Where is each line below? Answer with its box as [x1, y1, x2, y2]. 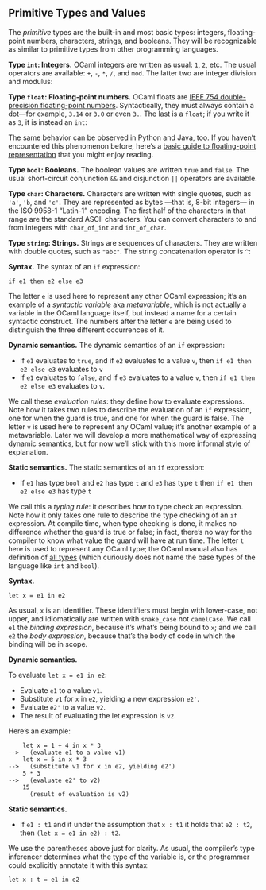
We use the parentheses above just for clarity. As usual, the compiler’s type [8, 843, 256, 853]
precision [8, 100, 39, 110]
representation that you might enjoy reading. [8, 149, 154, 159]
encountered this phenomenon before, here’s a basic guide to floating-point [8, 141, 256, 150]
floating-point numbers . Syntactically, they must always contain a [40, 100, 254, 110]
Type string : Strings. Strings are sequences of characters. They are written [8, 238, 258, 247]
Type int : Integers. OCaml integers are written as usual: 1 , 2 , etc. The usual [8, 60, 256, 69]
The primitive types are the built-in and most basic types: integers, [8, 27, 226, 37]
